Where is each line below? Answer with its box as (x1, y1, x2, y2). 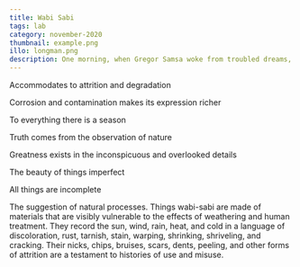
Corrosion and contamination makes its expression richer (9, 97, 222, 108)
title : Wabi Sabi (9, 13, 75, 22)
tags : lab (9, 22, 47, 31)
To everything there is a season (9, 114, 126, 125)
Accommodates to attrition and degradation (9, 80, 171, 90)
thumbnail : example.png (9, 38, 99, 48)
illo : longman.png (9, 47, 78, 56)
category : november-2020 (9, 30, 103, 39)
